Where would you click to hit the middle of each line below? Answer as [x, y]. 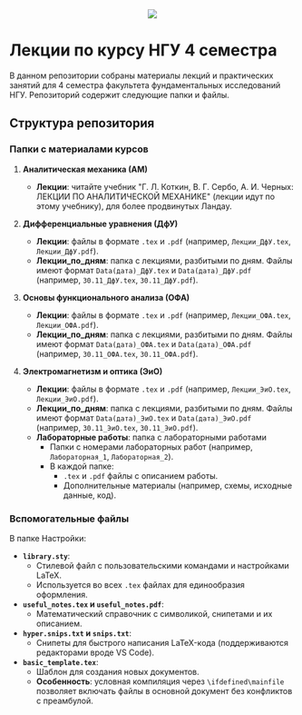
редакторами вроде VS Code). [95, 652]
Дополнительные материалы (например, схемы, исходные [178, 485]
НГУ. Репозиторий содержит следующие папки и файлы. [119, 94]
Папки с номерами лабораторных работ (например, [151, 447]
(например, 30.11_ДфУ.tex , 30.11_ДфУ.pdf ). [117, 280]
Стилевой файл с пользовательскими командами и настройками [162, 565]
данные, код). [89, 495]
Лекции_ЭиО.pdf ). [67, 398]
